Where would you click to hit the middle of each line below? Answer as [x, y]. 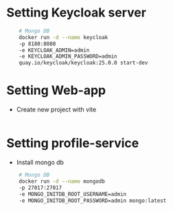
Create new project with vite [56, 110]
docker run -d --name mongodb [62, 181]
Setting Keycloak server [77, 13]
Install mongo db [40, 162]
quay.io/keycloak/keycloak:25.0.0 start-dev [83, 63]
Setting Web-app [56, 90]
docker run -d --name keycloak [64, 37]
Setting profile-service [73, 143]
